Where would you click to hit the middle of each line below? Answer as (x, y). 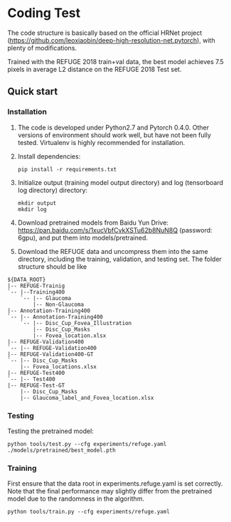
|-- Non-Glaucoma (58, 304)
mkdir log (32, 209)
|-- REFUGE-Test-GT (36, 385)
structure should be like (52, 266)
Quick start (33, 91)
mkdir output (37, 203)
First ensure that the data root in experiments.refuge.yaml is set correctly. (115, 484)
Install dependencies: (49, 156)
